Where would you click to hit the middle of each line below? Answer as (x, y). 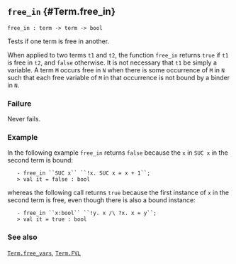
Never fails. (24, 119)
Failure (19, 104)
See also (22, 237)
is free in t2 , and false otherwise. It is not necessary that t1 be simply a (112, 62)
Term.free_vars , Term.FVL (44, 253)
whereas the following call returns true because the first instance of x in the (118, 193)
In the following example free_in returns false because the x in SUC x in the (118, 153)
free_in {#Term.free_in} (61, 12)
